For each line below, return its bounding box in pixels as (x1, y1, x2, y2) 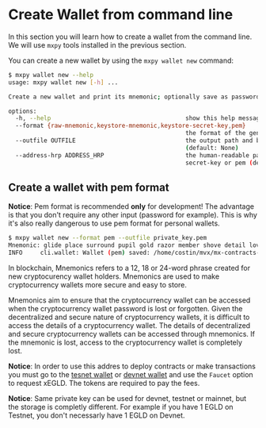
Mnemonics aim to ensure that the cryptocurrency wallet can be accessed (8, 295, 251, 305)
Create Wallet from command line (8, 6, 234, 24)
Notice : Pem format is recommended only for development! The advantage (8, 202, 255, 211)
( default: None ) (184, 144, 239, 152)
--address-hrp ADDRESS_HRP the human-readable (15, 151, 249, 160)
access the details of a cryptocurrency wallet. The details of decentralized (8, 321, 251, 330)
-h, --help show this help (15, 114, 236, 122)
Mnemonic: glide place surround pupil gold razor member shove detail (8, 241, 246, 249)
